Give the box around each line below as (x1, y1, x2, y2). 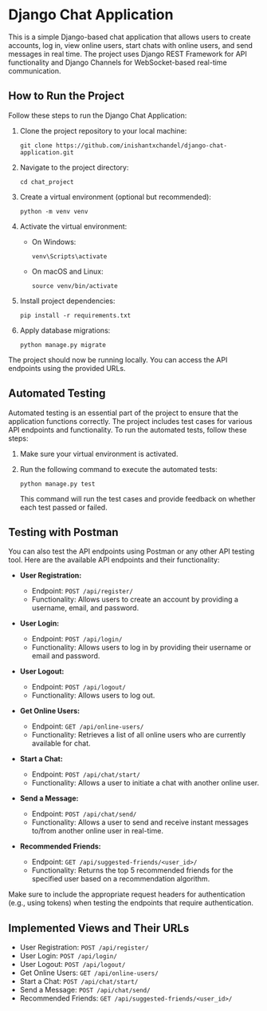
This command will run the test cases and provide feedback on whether (19, 494, 257, 503)
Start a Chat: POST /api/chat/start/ (19, 977, 139, 986)
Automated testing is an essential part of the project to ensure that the (8, 408, 239, 418)
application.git (19, 148, 74, 157)
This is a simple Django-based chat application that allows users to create (8, 32, 251, 42)
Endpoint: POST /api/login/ (31, 634, 123, 644)
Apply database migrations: (19, 326, 111, 335)
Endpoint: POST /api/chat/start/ (31, 769, 141, 779)
